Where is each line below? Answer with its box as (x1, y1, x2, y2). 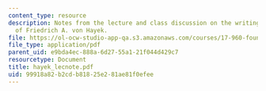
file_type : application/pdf (8, 41, 101, 49)
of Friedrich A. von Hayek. (15, 26, 108, 34)
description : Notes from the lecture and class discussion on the (8, 19, 232, 27)
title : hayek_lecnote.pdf (8, 63, 93, 71)
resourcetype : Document (8, 56, 87, 64)
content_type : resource (8, 11, 87, 20)
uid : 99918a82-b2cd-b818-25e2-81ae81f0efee (8, 70, 154, 78)
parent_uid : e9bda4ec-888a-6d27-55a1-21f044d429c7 (8, 48, 179, 56)
